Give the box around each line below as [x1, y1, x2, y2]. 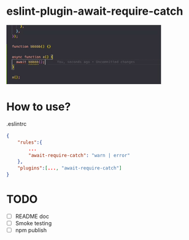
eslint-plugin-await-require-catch [6, 4, 183, 18]
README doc [15, 213, 49, 220]
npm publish [15, 226, 47, 234]
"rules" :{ [17, 139, 43, 145]
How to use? [6, 100, 71, 114]
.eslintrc [6, 120, 27, 127]
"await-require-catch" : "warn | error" [28, 152, 131, 158]
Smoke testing [15, 220, 52, 227]
